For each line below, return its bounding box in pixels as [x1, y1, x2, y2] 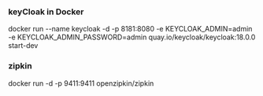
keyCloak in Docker [8, 6, 84, 17]
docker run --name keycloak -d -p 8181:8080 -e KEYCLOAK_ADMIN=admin [8, 24, 253, 34]
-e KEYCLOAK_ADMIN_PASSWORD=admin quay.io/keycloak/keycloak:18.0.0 [8, 32, 256, 42]
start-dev [8, 41, 39, 50]
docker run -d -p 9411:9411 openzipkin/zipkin [8, 78, 154, 88]
